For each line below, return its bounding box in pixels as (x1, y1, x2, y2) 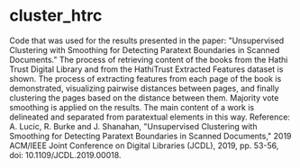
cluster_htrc (9, 5, 103, 26)
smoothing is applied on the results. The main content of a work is (9, 102, 255, 112)
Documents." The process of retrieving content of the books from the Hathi (9, 54, 288, 65)
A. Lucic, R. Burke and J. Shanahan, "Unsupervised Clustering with (9, 120, 258, 131)
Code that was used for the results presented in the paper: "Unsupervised (9, 35, 285, 46)
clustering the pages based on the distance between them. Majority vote (9, 92, 279, 103)
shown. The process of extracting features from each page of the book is (9, 73, 282, 84)
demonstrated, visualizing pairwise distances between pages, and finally (9, 83, 279, 93)
